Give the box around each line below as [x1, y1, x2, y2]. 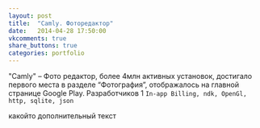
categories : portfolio [8, 49, 85, 57]
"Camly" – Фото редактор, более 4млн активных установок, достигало [8, 72, 253, 81]
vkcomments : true [8, 34, 67, 43]
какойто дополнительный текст [8, 111, 117, 121]
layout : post [8, 11, 52, 20]
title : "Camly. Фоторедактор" [8, 19, 114, 27]
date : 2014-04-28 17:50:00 [8, 27, 107, 35]
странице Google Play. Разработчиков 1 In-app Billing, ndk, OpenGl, [8, 89, 248, 97]
